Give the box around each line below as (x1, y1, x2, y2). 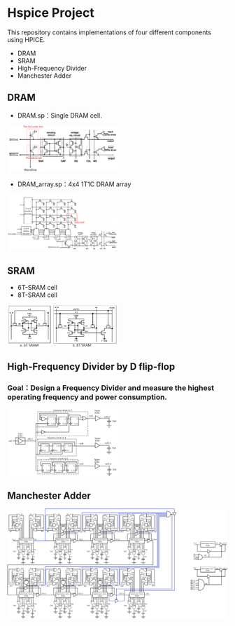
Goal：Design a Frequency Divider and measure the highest (7, 383, 215, 393)
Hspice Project (7, 5, 94, 21)
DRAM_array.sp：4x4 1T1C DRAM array (17, 180, 131, 188)
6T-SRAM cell (17, 284, 58, 292)
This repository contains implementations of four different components (7, 28, 212, 36)
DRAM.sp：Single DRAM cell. (17, 111, 103, 120)
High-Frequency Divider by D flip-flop (7, 361, 176, 373)
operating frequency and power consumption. (7, 392, 168, 402)
